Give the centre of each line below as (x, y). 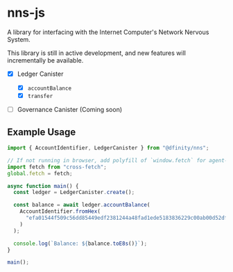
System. (19, 39)
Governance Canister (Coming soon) (70, 110)
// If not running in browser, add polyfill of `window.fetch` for (107, 160)
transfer (40, 96)
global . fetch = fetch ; (40, 173)
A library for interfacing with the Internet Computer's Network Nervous (108, 32)
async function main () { (43, 186)
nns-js (26, 13)
